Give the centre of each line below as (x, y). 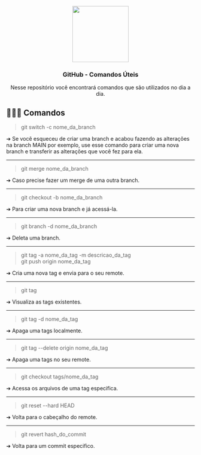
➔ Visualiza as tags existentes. (44, 302)
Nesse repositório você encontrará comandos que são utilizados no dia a (100, 87)
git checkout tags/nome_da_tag (60, 377)
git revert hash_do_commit (54, 435)
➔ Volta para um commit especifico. (51, 446)
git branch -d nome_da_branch (59, 226)
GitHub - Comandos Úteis (100, 74)
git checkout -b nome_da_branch (62, 198)
